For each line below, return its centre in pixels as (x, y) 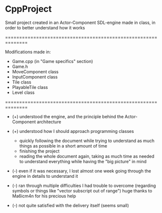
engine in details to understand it (45, 176)
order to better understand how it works (45, 27)
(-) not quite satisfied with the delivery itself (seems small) (71, 205)
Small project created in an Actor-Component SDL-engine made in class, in (80, 22)
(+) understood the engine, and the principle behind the (68, 116)
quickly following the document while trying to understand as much (87, 141)
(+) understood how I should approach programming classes (73, 131)
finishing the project (39, 151)
